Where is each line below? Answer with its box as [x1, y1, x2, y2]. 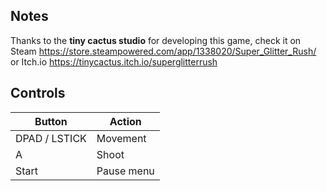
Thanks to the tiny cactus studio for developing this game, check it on [10, 34, 302, 46]
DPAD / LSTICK [15, 131, 87, 145]
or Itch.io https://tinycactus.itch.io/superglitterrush [10, 55, 218, 68]
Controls [10, 85, 66, 102]
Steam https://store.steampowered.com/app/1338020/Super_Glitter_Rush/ [10, 45, 317, 57]
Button [34, 114, 68, 128]
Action [109, 114, 142, 128]
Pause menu [96, 164, 155, 178]
